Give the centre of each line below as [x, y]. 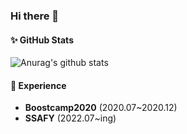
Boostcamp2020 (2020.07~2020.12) [101, 108]
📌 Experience [38, 85]
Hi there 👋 [35, 16]
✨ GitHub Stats [42, 40]
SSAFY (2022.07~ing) [70, 118]
